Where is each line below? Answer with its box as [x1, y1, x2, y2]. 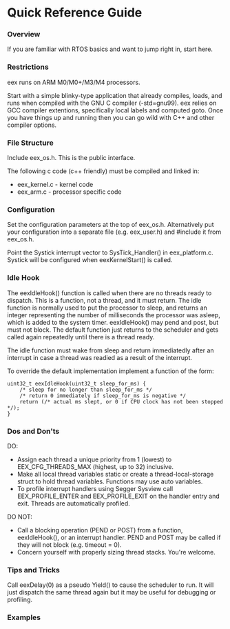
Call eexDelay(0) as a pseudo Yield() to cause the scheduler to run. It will [7, 581, 214, 589]
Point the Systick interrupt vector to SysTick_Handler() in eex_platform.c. [7, 248, 213, 257]
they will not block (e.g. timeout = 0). [17, 540, 122, 549]
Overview [7, 30, 41, 39]
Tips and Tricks [7, 565, 61, 575]
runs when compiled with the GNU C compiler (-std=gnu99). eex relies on [7, 99, 217, 107]
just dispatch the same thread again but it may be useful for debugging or [7, 588, 216, 597]
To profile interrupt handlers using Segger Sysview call [17, 484, 174, 492]
